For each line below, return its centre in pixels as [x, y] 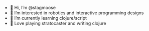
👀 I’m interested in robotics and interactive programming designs [77, 13]
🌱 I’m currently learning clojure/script [48, 18]
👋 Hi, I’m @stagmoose [33, 8]
